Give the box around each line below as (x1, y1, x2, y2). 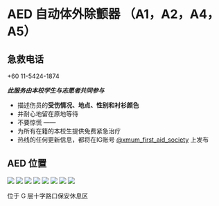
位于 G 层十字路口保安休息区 (7, 191, 89, 200)
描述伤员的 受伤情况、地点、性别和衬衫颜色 (17, 101, 139, 109)
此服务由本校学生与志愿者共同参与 (7, 86, 105, 94)
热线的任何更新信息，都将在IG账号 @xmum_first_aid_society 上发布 (17, 135, 209, 144)
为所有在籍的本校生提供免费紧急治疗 (17, 127, 121, 135)
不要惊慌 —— (17, 118, 56, 127)
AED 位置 (7, 158, 47, 169)
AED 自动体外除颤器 (7, 6, 121, 22)
